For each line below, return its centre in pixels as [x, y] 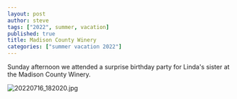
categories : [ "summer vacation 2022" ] [65, 47]
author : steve [28, 21]
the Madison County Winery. [49, 74]
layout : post [27, 14]
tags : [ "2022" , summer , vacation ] [59, 27]
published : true [31, 34]
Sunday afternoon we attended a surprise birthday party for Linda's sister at [118, 67]
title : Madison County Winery [52, 40]
